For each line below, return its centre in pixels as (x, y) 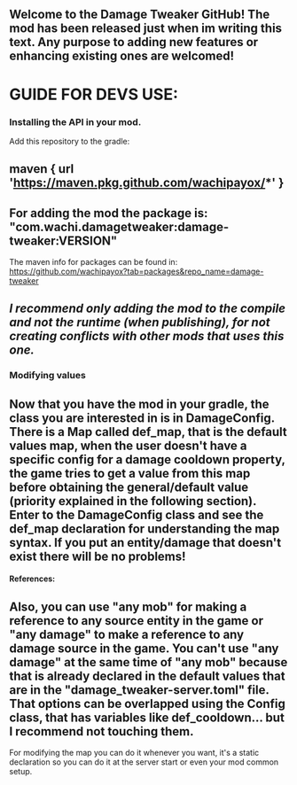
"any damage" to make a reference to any (127, 634)
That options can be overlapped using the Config (147, 703)
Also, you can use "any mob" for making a (128, 606)
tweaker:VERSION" (63, 241)
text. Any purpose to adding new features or (134, 42)
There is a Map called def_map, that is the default (148, 432)
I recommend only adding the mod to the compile (148, 309)
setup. (21, 772)
